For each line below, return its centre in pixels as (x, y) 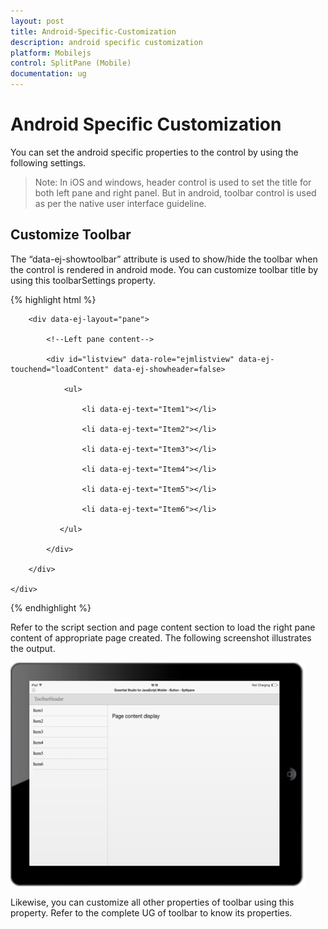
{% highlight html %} (53, 299)
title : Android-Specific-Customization (93, 31)
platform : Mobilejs (51, 53)
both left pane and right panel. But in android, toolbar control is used (175, 192)
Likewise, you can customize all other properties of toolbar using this (152, 902)
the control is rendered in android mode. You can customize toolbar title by (164, 269)
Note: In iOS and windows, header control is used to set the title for (173, 182)
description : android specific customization (106, 42)
